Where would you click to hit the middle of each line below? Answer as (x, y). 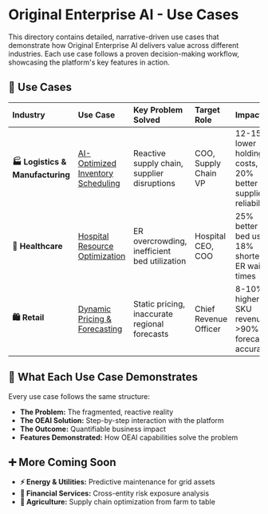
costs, (246, 163)
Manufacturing (41, 175)
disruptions (154, 183)
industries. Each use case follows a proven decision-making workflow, (124, 53)
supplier (148, 173)
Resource (96, 246)
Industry (29, 115)
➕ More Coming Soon (62, 462)
